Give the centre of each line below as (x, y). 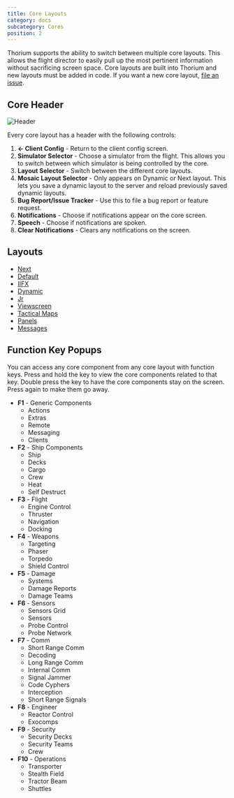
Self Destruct (47, 492)
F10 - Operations (42, 759)
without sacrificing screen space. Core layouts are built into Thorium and (112, 68)
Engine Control (49, 506)
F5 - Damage (36, 573)
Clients (38, 440)
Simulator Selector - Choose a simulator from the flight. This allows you (121, 156)
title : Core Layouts (37, 14)
